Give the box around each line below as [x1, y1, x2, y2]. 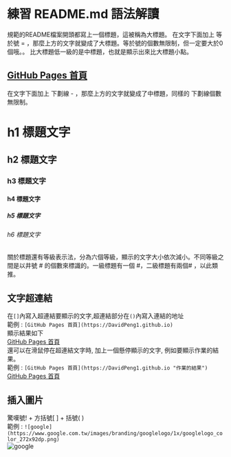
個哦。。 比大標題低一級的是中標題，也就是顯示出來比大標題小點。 [7, 47, 192, 56]
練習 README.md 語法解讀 [7, 6, 159, 22]
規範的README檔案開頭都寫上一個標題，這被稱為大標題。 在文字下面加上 [7, 30, 215, 39]
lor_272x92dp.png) [7, 436, 60, 443]
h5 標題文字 [7, 211, 41, 220]
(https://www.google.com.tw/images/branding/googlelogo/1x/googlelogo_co [7, 430, 223, 437]
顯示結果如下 [7, 329, 43, 337]
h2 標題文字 [7, 154, 57, 166]
